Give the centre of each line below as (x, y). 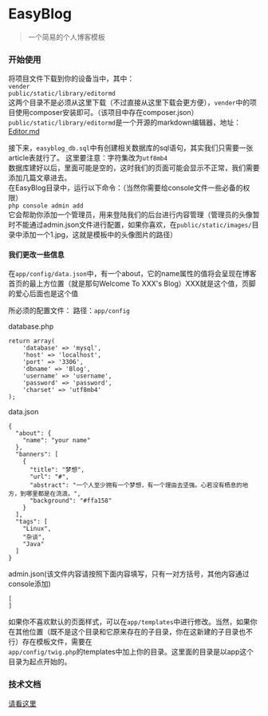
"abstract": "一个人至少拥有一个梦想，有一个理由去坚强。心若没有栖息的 (136, 485)
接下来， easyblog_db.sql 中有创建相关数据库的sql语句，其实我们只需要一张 (131, 148)
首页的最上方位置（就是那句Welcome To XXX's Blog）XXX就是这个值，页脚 (132, 283)
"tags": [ (32, 522)
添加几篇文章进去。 (40, 178)
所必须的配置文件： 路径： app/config (69, 311)
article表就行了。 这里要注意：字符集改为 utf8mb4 (88, 158)
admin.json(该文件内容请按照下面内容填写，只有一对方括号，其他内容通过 (129, 574)
